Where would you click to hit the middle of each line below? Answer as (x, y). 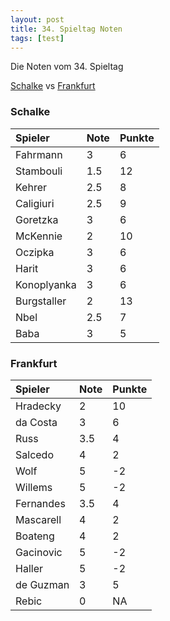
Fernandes (40, 503)
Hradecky (38, 406)
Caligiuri (35, 203)
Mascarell (38, 519)
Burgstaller (41, 301)
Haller (29, 568)
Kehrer (31, 187)
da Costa (36, 422)
